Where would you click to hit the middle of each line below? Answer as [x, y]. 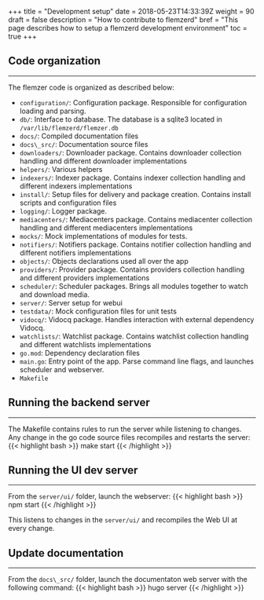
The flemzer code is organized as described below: [91, 87]
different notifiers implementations [75, 252]
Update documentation [66, 553]
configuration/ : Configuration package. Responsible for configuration [133, 102]
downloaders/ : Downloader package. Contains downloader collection [130, 152]
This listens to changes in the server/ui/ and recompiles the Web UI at [123, 520]
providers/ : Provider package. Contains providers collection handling [132, 269]
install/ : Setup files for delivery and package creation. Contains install [135, 194]
